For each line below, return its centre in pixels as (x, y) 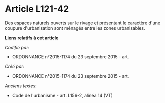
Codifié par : (17, 47)
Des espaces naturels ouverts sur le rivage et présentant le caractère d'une (83, 23)
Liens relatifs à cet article (32, 38)
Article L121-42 (37, 9)
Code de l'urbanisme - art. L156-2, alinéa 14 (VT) (63, 95)
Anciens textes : (21, 86)
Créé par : (15, 66)
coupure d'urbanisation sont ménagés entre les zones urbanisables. (75, 28)
